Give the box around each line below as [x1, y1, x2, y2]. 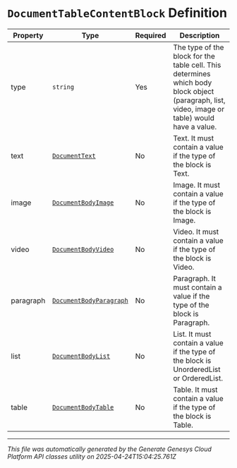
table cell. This [172, 60, 221, 70]
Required [135, 30, 166, 40]
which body [172, 78, 212, 88]
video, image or [172, 104, 224, 114]
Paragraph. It [172, 273, 217, 283]
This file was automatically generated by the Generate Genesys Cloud [7, 445, 212, 453]
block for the [172, 51, 215, 61]
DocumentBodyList [52, 352, 111, 360]
